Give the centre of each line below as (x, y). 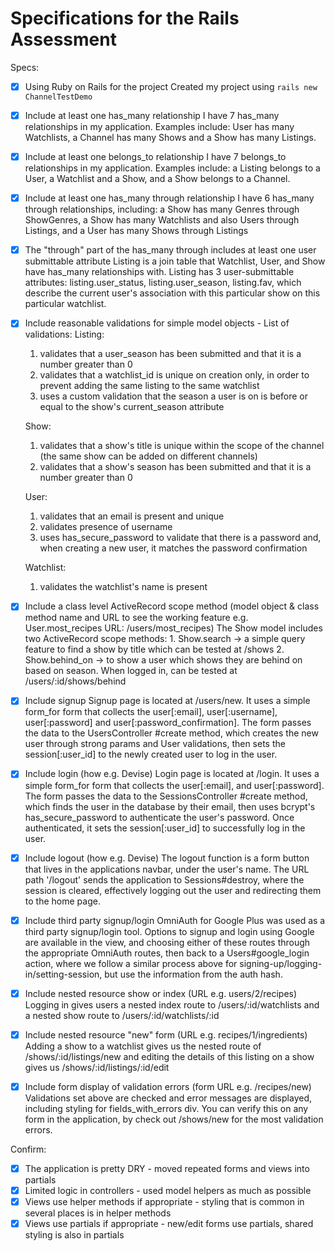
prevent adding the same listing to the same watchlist (149, 386)
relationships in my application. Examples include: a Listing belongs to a (172, 168)
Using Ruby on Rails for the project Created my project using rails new (171, 86)
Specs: (25, 67)
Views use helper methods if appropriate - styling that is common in (164, 1201)
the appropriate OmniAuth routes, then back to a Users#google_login (167, 953)
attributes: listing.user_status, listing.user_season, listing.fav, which (163, 283)
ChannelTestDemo (58, 97)
